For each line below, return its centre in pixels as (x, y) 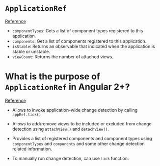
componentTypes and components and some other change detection (78, 143)
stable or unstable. (31, 51)
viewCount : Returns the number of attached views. (63, 57)
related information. (32, 149)
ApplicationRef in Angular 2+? (67, 87)
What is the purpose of (53, 77)
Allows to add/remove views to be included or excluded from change (82, 123)
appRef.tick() (27, 115)
